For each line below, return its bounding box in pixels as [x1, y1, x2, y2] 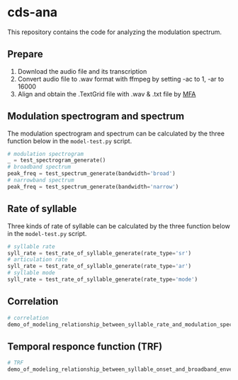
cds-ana [7, 4, 58, 21]
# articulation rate [7, 256, 69, 263]
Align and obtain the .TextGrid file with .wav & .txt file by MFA [17, 89, 196, 98]
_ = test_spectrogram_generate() [7, 157, 106, 164]
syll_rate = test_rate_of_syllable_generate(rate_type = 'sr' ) [7, 250, 192, 257]
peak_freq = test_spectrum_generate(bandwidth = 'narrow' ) [7, 183, 179, 190]
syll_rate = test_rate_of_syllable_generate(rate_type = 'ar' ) [7, 263, 192, 270]
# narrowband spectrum [7, 177, 74, 184]
